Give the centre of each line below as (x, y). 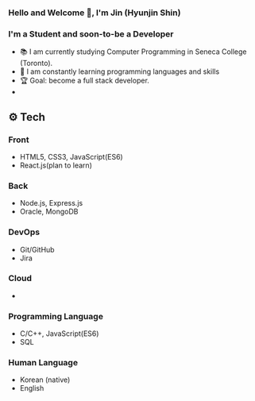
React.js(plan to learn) (56, 165)
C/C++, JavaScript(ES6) (59, 334)
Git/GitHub (37, 249)
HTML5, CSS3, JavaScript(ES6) (71, 156)
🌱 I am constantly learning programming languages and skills (120, 71)
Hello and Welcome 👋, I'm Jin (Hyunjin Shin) (95, 13)
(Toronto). (36, 64)
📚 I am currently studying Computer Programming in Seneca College (133, 52)
